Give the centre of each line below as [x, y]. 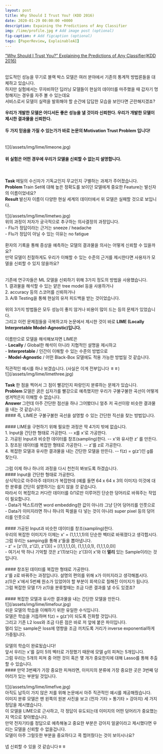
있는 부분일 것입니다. [37, 676]
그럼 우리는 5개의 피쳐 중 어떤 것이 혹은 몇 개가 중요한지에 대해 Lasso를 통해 [77, 658]
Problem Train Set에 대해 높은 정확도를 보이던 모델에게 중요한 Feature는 [74, 187]
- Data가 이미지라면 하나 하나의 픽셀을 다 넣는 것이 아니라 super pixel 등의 [75, 511]
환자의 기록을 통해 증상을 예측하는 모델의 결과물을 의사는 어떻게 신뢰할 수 [74, 245]
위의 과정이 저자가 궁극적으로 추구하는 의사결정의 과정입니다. [62, 222]
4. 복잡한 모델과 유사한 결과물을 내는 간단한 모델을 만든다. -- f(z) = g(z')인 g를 [79, 451]
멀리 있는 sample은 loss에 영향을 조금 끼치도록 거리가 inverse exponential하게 [80, 628]
